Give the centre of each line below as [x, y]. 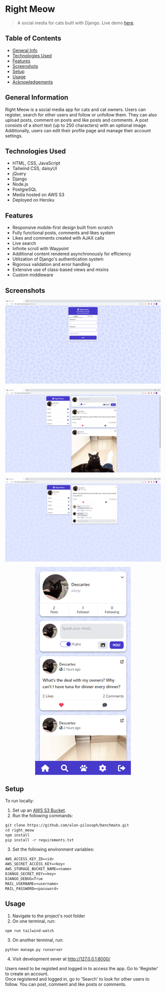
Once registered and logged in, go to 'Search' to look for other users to [77, 979]
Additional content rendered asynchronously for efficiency [72, 254]
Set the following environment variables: [53, 849]
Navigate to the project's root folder [49, 916]
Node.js [20, 184]
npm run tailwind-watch [30, 931]
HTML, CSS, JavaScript [36, 163]
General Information [37, 98]
